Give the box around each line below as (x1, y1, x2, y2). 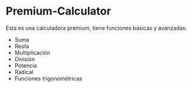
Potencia (14, 62, 37, 69)
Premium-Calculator (5, 4, 111, 18)
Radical (14, 68, 34, 75)
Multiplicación (14, 49, 50, 56)
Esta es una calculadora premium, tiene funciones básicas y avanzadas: (5, 24, 188, 32)
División (14, 55, 35, 63)
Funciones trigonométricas (14, 75, 82, 82)
